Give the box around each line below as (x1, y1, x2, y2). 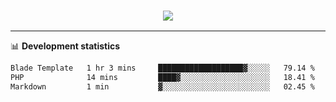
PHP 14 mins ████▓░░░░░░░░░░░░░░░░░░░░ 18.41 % (10, 73, 315, 83)
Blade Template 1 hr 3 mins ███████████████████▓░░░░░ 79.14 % (10, 63, 315, 74)
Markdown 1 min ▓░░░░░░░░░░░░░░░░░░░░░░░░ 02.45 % (10, 82, 315, 92)
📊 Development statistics (10, 40, 121, 52)
